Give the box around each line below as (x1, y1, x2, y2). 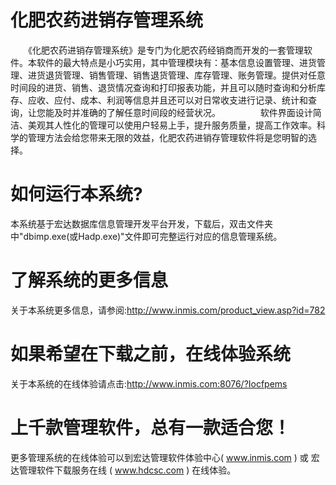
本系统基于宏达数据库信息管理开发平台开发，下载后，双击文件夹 (10, 217, 273, 230)
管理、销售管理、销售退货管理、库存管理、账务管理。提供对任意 (62, 69, 326, 81)
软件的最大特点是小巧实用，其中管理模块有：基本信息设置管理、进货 (36, 56, 317, 68)
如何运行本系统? (10, 183, 143, 206)
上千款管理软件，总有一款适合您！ (10, 416, 292, 439)
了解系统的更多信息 (10, 269, 169, 292)
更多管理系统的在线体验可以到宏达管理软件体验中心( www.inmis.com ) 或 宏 (10, 451, 320, 463)
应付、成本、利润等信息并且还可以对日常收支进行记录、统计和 (53, 94, 308, 106)
